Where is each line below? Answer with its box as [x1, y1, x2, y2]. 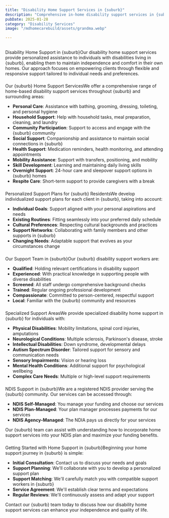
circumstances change [12, 243, 60, 249]
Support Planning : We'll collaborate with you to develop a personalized [12, 465, 161, 471]
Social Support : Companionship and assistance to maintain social [12, 135, 149, 141]
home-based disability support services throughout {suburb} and [5, 89, 141, 95]
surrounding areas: [5, 94, 45, 100]
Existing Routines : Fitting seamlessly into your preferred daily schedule [12, 217, 161, 223]
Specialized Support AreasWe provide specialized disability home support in [5, 310, 163, 316]
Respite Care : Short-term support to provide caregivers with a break [12, 178, 155, 184]
